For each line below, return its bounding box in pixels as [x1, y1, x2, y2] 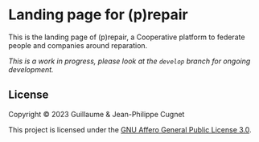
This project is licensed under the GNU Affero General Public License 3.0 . [8, 124, 252, 134]
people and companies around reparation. [8, 40, 148, 50]
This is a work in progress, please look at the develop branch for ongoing [8, 56, 251, 66]
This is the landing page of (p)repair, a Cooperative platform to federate [8, 32, 245, 42]
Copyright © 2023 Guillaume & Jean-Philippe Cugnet [8, 109, 185, 119]
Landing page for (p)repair [8, 6, 188, 24]
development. [8, 64, 54, 74]
